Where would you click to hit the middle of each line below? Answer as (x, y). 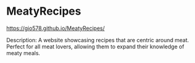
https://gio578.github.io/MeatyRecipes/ (55, 28)
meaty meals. (23, 53)
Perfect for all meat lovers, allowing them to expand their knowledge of (95, 46)
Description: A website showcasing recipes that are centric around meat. (98, 40)
